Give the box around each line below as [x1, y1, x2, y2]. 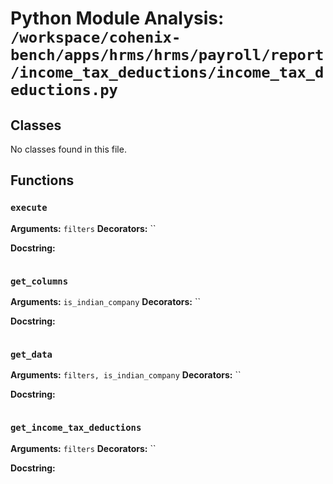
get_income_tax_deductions [10, 422, 142, 434]
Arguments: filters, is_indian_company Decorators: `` [10, 369, 242, 381]
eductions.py [10, 81, 118, 100]
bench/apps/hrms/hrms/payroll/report [10, 46, 325, 65]
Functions [10, 172, 75, 189]
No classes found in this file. [10, 143, 127, 155]
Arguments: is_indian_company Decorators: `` [10, 295, 202, 307]
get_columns [10, 275, 69, 287]
